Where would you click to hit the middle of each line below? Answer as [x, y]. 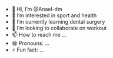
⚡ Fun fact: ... [28, 50]
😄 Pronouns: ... [31, 43]
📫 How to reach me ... [39, 35]
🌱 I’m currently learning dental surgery [58, 22]
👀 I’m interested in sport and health [54, 15]
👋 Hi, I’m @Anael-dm [37, 9]
